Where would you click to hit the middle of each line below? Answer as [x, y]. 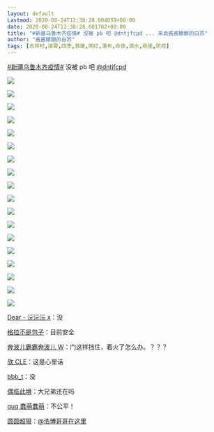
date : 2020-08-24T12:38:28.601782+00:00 [67, 27]
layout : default [31, 14]
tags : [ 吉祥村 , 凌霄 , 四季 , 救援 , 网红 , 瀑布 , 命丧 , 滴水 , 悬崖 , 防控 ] [88, 46]
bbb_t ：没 [22, 377]
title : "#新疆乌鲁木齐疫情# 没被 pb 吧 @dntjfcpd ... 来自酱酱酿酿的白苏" [107, 33]
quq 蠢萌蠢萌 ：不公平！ [41, 406]
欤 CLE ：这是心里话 [36, 362]
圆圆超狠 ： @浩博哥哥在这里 [47, 421]
